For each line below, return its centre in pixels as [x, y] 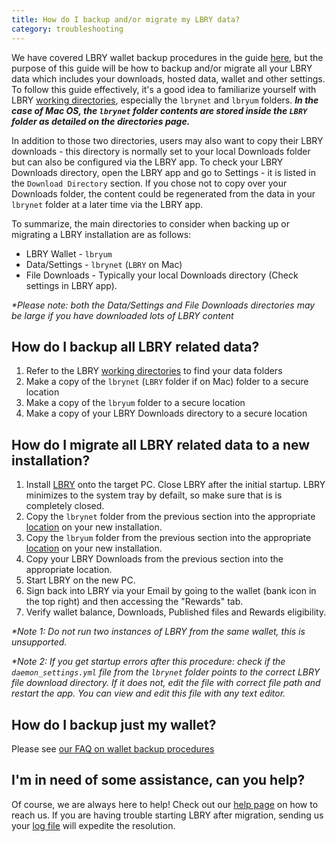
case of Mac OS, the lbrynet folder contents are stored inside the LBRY [159, 110]
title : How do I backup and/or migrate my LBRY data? [126, 19]
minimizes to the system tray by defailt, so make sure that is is [154, 495]
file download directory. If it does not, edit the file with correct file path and [166, 683]
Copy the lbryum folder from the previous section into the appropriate [168, 538]
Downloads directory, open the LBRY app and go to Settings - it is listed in [163, 172]
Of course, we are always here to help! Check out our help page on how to [165, 804]
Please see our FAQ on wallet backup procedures [113, 748]
